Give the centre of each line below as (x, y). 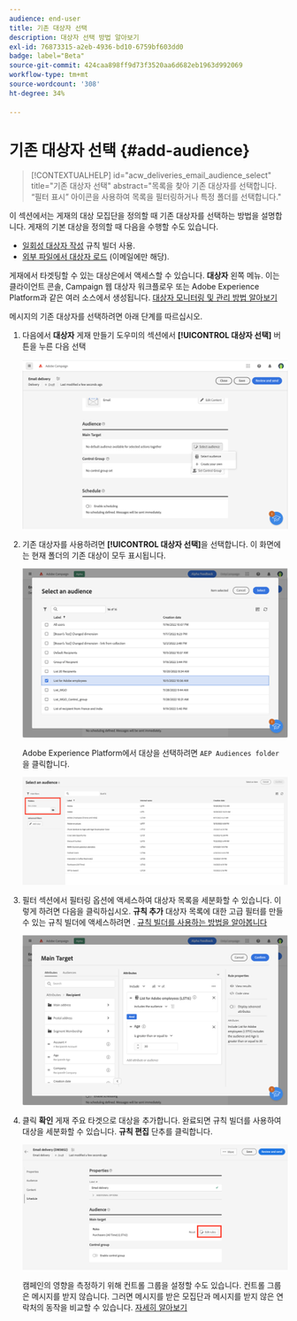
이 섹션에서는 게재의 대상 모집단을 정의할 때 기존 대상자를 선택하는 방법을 (134, 216)
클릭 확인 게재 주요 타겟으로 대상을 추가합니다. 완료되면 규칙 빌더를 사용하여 (152, 1120)
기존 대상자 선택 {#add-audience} (129, 150)
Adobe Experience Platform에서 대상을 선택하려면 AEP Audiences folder (151, 753)
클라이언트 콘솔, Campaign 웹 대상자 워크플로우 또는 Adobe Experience (134, 287)
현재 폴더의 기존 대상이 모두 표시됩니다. (99, 555)
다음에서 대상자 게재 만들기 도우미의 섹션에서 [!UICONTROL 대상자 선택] (147, 336)
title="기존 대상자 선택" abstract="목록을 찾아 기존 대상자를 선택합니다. (153, 186)
